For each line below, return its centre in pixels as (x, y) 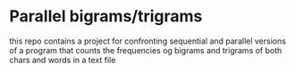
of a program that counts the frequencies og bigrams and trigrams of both (146, 50)
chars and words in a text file (63, 60)
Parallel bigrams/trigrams (106, 16)
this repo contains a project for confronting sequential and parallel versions (147, 41)
